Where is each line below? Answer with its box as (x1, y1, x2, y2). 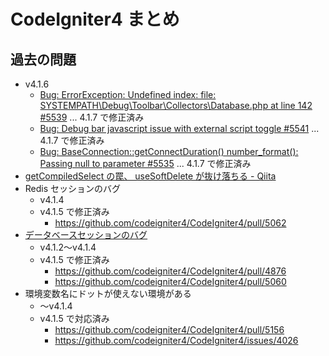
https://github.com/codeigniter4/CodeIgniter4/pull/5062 (54, 217, 287, 229)
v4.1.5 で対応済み (39, 313, 110, 324)
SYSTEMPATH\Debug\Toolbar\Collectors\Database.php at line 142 (39, 100, 313, 111)
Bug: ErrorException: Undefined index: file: (39, 89, 217, 100)
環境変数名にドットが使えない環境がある (24, 288, 192, 299)
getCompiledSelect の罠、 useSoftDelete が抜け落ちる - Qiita (24, 170, 277, 182)
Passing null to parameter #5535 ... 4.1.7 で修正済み (39, 158, 252, 169)
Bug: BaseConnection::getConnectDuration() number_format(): (39, 146, 299, 157)
